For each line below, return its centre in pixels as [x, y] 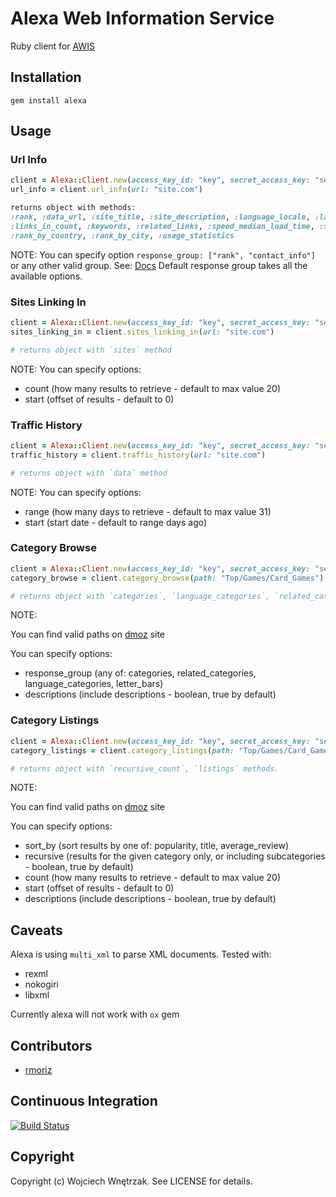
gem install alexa [48, 100]
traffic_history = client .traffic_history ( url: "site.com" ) [138, 455]
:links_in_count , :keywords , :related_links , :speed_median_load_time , [162, 226]
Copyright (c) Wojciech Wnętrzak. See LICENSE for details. [131, 1181]
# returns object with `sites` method [91, 350]
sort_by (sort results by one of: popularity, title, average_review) [156, 846]
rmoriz [38, 1070]
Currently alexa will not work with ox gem [95, 1014]
